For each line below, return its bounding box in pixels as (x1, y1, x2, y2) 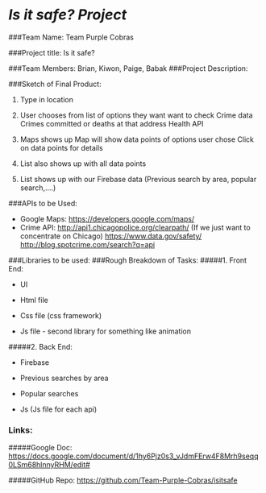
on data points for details (19, 143, 103, 152)
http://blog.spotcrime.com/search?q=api (19, 239, 156, 249)
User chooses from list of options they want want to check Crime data (19, 110, 253, 120)
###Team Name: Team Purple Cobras (8, 32, 135, 42)
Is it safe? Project (8, 6, 127, 24)
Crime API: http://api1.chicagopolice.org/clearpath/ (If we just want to (19, 222, 251, 232)
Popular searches (19, 388, 79, 398)
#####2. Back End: (8, 342, 73, 351)
